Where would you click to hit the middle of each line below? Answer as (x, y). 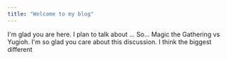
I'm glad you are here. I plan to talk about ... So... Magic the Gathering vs (113, 34)
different (20, 49)
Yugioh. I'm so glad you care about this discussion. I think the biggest (110, 42)
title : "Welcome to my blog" (51, 14)
